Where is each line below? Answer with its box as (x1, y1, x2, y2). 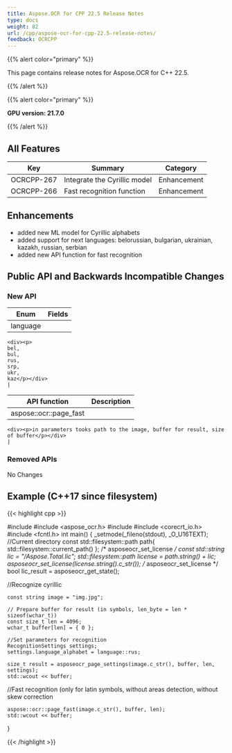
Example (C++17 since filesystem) (7, 491, 158, 503)
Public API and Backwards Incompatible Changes (7, 270, 225, 282)
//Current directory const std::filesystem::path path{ (7, 537, 155, 546)
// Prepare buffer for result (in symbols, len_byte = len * (7, 606, 188, 613)
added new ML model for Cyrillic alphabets (17, 228, 141, 236)
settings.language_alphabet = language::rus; (7, 648, 141, 656)
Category (165, 163, 197, 172)
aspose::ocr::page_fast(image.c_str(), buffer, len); (7, 706, 166, 713)
